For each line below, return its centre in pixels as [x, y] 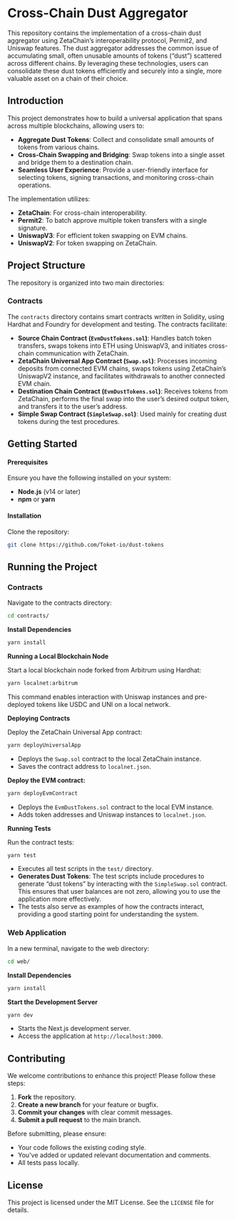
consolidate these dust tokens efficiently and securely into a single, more [115, 71]
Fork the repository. [47, 1097]
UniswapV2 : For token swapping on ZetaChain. [87, 243]
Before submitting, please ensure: [57, 1134]
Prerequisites [28, 462]
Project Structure [46, 266]
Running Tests [29, 828]
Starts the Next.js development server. [74, 1029]
